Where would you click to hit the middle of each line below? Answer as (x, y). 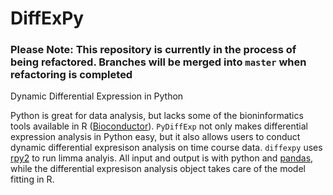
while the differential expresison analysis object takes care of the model (158, 169)
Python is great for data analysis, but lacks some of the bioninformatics (157, 116)
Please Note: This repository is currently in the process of (153, 50)
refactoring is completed (71, 75)
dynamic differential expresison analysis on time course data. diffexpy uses (166, 148)
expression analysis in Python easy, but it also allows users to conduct (155, 137)
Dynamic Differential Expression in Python (97, 96)
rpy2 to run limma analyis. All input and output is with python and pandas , (162, 158)
